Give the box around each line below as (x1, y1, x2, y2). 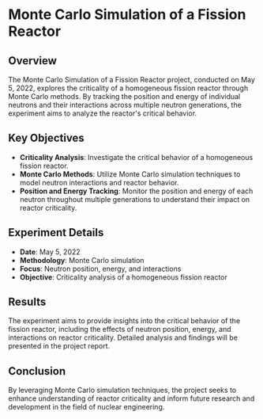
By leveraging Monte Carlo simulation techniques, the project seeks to (8, 386, 237, 395)
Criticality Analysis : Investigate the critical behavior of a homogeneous (19, 152, 254, 162)
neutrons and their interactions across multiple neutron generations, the (8, 101, 242, 109)
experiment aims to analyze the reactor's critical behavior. (8, 109, 197, 118)
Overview (8, 54, 58, 67)
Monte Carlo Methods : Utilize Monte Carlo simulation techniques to (19, 169, 241, 179)
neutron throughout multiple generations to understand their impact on (19, 194, 250, 204)
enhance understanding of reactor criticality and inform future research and (8, 394, 255, 403)
